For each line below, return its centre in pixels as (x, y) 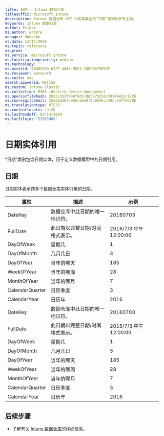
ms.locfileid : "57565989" (31, 119)
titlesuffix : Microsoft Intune (37, 14)
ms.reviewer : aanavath (28, 73)
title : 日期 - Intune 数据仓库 (35, 10)
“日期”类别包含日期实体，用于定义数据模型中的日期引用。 (63, 159)
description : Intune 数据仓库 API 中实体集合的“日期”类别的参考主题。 (71, 19)
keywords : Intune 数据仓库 (31, 23)
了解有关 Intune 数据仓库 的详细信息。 (50, 429)
